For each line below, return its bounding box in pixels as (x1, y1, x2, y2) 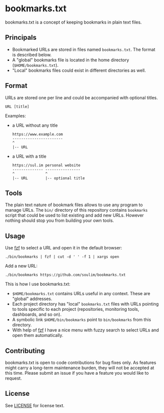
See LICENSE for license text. (5, 402, 65, 408)
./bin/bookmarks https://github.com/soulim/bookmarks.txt (5, 273, 126, 277)
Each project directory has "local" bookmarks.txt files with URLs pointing (12, 301, 159, 307)
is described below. (12, 52, 52, 57)
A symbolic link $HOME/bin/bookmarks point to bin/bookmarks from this (12, 317, 151, 323)
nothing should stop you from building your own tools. (5, 218, 114, 223)
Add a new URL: (5, 263, 38, 269)
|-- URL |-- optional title (12, 175, 85, 181)
